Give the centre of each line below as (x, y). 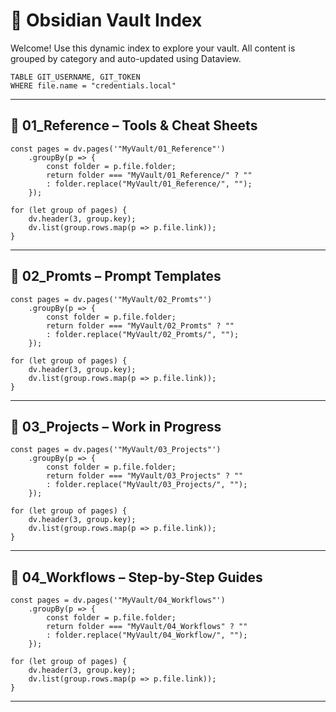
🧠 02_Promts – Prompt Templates (116, 276)
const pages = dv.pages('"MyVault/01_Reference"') (118, 149)
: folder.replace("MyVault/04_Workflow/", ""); (147, 635)
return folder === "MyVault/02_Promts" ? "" (140, 325)
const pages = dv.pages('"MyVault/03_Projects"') (116, 450)
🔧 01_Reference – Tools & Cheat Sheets (134, 125)
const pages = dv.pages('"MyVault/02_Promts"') (111, 299)
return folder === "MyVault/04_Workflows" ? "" (147, 627)
